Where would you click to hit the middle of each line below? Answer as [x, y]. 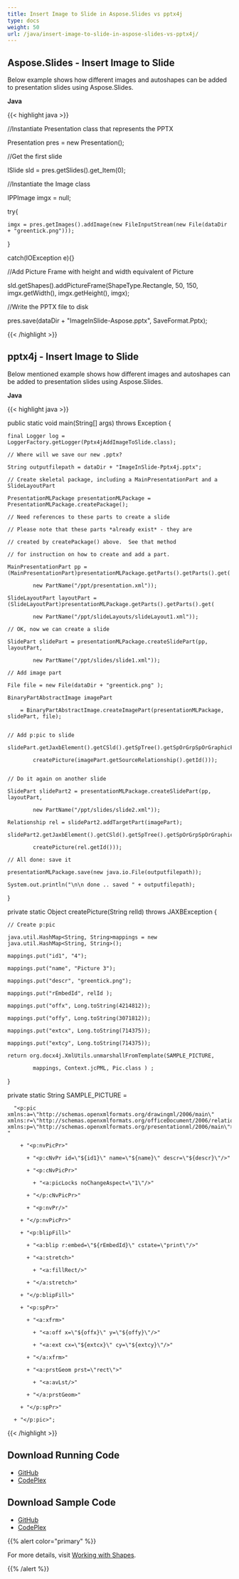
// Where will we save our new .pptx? [65, 454]
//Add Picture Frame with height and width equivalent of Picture [101, 272]
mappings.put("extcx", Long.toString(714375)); [79, 1031]
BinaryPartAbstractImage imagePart [60, 698]
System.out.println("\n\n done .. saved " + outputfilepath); [101, 885]
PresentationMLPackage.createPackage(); [68, 504]
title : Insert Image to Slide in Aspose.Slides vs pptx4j [95, 14]
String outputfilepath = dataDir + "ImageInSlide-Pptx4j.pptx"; [105, 467]
